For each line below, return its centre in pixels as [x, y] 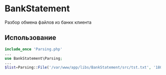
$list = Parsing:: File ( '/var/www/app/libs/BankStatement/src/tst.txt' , [78, 68]
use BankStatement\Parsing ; [34, 58]
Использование [30, 38]
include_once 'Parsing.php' [34, 49]
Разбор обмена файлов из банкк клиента [48, 22]
